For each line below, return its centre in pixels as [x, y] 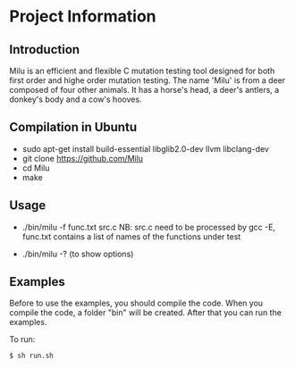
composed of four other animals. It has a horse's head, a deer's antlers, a [144, 90]
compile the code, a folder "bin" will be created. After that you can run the [145, 313]
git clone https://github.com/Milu [83, 158]
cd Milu [36, 168]
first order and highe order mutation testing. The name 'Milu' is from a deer [147, 80]
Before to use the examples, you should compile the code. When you [136, 303]
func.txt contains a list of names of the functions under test [131, 236]
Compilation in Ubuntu [73, 127]
